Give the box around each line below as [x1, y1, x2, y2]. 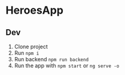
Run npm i [14, 49, 39, 57]
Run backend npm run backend [14, 56, 89, 62]
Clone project [14, 43, 48, 50]
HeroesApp [5, 4, 64, 17]
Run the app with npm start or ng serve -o [14, 62, 120, 69]
